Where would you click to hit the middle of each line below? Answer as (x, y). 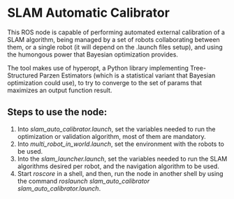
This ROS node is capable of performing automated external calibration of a (116, 32)
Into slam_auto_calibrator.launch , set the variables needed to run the (116, 129)
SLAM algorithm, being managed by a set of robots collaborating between (114, 39)
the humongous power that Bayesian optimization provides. (93, 54)
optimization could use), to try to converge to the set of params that (105, 82)
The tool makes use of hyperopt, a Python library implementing (98, 68)
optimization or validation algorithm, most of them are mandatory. (111, 136)
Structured (23, 75)
